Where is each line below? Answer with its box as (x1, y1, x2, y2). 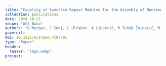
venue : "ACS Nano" (5, 21, 43, 26)
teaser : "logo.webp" (9, 49, 52, 54)
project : (5, 53, 23, 59)
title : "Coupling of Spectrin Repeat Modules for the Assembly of (5, 7, 145, 12)
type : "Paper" (5, 40, 35, 45)
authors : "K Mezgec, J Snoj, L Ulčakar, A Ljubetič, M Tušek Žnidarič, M (5, 26, 161, 31)
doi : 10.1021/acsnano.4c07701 (5, 35, 68, 40)
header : (5, 44, 21, 49)
